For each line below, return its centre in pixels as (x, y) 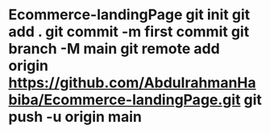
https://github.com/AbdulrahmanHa (132, 83)
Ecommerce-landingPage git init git (129, 15)
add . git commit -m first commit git (129, 32)
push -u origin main (75, 117)
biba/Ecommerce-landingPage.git (125, 100)
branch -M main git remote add (114, 49)
